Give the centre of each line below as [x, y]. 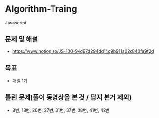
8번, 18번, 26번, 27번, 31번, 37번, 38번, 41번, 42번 [61, 110]
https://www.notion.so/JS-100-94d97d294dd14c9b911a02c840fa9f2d [83, 51]
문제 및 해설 [22, 39]
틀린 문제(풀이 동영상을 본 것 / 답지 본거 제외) [68, 97]
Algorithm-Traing [41, 9]
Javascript [16, 23]
